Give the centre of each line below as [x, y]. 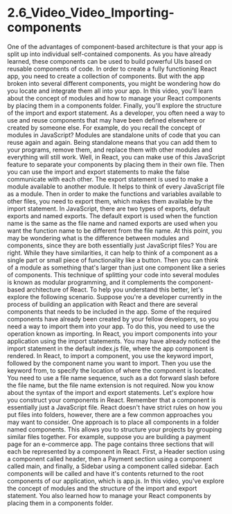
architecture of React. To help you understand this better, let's [115, 290]
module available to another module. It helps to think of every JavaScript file [116, 186]
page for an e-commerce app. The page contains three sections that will [110, 444]
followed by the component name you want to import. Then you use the [109, 363]
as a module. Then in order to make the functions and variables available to [114, 194]
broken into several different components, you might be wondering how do [114, 83]
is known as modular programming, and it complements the [92, 282]
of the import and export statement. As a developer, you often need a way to [116, 113]
